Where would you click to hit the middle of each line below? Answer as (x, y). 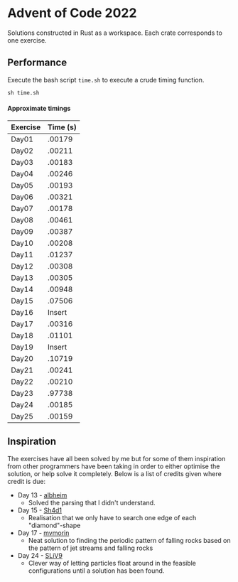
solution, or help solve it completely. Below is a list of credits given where (114, 473)
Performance (37, 63)
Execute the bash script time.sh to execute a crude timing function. (106, 80)
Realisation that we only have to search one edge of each (112, 517)
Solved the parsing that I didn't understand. (92, 502)
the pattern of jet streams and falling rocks (91, 548)
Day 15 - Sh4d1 (40, 510)
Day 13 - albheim (42, 495)
